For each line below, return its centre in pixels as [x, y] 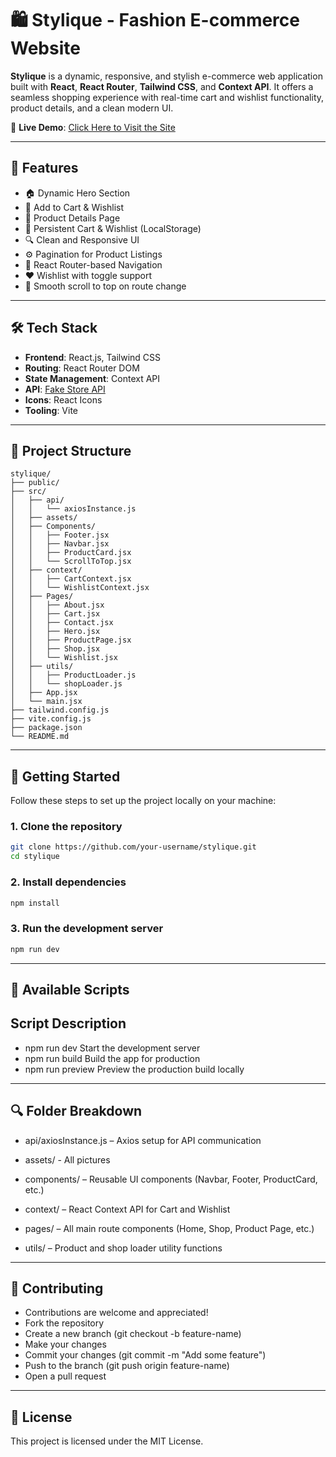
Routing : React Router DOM [82, 368]
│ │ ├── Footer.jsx [60, 535]
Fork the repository [64, 1323]
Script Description [68, 1023]
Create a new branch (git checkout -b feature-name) [133, 1334]
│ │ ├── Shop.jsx [55, 649]
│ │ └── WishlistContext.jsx [80, 588]
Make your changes [65, 1344]
